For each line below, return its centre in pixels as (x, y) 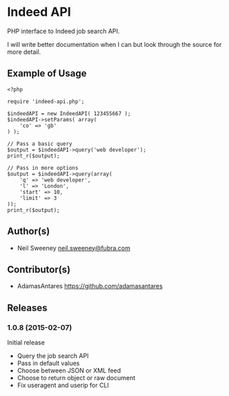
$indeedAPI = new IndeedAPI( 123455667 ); (69, 113)
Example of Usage (47, 73)
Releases (27, 308)
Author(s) (29, 231)
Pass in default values (48, 364)
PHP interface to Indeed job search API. (63, 31)
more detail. (24, 52)
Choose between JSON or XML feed (69, 370)
